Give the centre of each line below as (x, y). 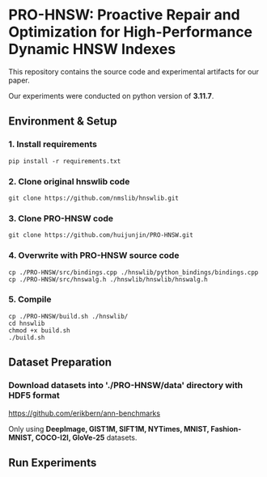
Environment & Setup (63, 122)
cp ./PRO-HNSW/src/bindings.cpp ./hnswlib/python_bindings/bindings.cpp (133, 272)
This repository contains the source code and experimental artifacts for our (133, 71)
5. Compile (30, 299)
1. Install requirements (53, 145)
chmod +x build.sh (39, 330)
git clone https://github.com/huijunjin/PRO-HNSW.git (101, 235)
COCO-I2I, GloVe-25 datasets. (86, 437)
